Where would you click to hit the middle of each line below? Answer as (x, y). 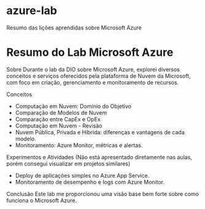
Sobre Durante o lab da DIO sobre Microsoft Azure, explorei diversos (93, 69)
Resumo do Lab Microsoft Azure (90, 52)
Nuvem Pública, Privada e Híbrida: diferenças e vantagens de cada (100, 132)
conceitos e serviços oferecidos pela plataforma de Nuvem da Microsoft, (99, 76)
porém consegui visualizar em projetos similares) (68, 164)
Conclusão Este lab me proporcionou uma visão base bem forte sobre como (103, 194)
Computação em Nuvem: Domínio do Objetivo (73, 106)
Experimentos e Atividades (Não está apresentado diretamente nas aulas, (99, 157)
